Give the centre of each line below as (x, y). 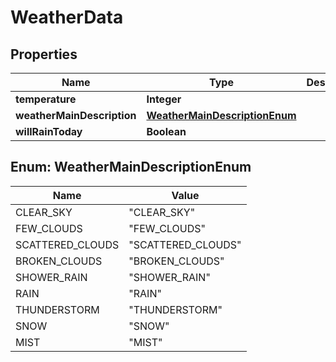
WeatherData (67, 17)
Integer (164, 99)
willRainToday (49, 131)
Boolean (166, 131)
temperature (46, 99)
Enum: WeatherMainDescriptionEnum (131, 167)
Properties (44, 54)
